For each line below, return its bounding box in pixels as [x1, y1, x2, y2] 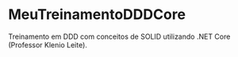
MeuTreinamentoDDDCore [8, 6, 186, 24]
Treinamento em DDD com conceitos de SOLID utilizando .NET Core [8, 32, 231, 41]
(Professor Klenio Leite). [8, 40, 87, 49]
